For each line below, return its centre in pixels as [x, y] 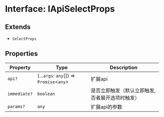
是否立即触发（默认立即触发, [123, 90]
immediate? [20, 94]
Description [123, 67]
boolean [46, 94]
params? [16, 106]
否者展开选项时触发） [115, 98]
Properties [21, 54]
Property [20, 67]
